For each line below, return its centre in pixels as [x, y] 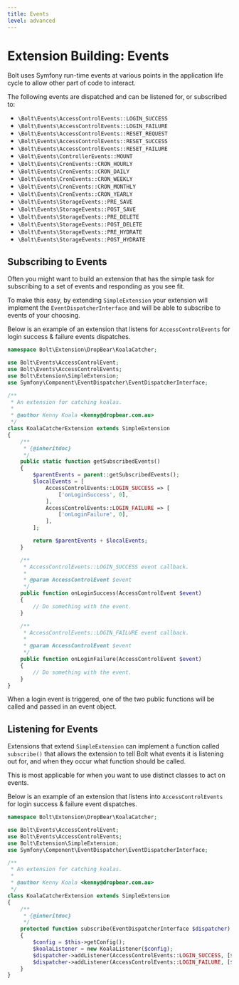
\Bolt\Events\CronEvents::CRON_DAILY [74, 172]
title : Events [28, 14]
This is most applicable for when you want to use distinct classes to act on [116, 775]
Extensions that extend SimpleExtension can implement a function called [113, 746]
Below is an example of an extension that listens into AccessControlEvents [115, 797]
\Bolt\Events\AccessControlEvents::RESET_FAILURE [93, 149]
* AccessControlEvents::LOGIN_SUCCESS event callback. [106, 567]
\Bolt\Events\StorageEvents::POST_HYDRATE [81, 240]
